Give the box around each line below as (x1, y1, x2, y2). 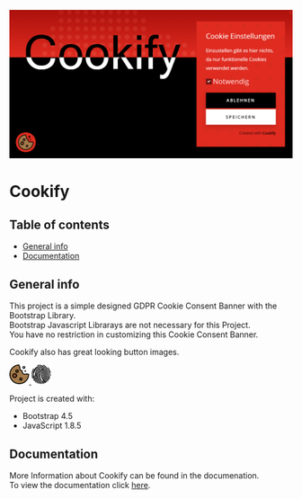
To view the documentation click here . (9, 479, 151, 490)
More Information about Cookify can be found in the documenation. (9, 469, 260, 481)
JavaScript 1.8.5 (22, 420, 82, 432)
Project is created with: (9, 393, 95, 405)
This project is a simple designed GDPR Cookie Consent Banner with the (9, 300, 278, 311)
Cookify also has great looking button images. (9, 347, 180, 358)
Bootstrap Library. (9, 310, 76, 321)
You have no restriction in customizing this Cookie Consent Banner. (9, 329, 259, 340)
